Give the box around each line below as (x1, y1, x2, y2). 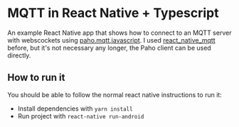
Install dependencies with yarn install (17, 104, 133, 113)
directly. (7, 51, 31, 60)
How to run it (7, 72, 65, 84)
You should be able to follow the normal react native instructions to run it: (7, 90, 222, 99)
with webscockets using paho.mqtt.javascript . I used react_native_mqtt (7, 35, 216, 44)
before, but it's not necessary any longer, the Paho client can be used (7, 43, 211, 52)
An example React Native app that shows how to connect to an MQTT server (7, 28, 232, 37)
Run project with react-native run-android (17, 111, 144, 120)
